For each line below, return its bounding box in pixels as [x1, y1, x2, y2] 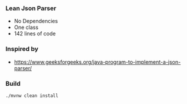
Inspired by [5, 45, 39, 53]
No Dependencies [14, 18, 58, 25]
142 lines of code [14, 30, 56, 37]
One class [14, 24, 39, 31]
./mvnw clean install [5, 93, 59, 99]
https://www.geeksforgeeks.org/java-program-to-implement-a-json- [14, 58, 181, 66]
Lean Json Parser [5, 4, 56, 12]
